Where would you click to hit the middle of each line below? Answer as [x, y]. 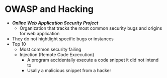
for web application [39, 33]
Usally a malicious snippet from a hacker [69, 70]
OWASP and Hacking [49, 9]
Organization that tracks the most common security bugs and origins [91, 28]
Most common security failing [50, 49]
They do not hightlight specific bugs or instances [63, 39]
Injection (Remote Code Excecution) [57, 54]
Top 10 [19, 44]
